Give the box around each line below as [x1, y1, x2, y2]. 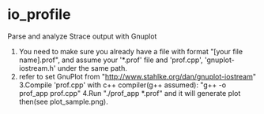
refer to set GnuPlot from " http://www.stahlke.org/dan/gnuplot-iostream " [18, 72, 257, 81]
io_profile [7, 6, 71, 24]
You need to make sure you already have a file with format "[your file [18, 46, 243, 56]
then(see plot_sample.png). [18, 97, 108, 106]
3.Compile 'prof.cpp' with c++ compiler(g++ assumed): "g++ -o [18, 80, 227, 90]
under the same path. [57, 63, 127, 72]
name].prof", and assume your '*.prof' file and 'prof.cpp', [18, 55, 203, 64]
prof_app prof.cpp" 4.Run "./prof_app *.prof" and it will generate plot [18, 88, 241, 97]
